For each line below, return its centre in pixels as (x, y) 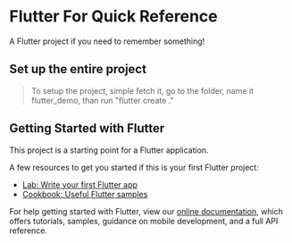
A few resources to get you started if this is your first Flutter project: (134, 167)
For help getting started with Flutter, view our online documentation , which (146, 211)
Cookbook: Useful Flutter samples (85, 194)
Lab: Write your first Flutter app (80, 184)
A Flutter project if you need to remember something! (107, 41)
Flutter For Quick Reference (113, 17)
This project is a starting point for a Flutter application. (109, 150)
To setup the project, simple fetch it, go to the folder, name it (142, 90)
